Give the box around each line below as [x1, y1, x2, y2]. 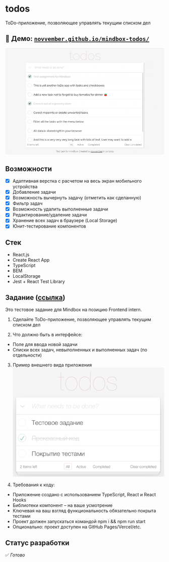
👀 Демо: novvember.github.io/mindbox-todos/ [5, 34, 150, 43]
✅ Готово [5, 552, 25, 558]
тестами [12, 513, 31, 519]
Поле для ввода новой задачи [12, 341, 78, 348]
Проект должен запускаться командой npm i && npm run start [12, 518, 146, 525]
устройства [12, 184, 38, 190]
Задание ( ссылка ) [5, 293, 66, 301]
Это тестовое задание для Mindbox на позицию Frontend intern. [5, 307, 142, 313]
